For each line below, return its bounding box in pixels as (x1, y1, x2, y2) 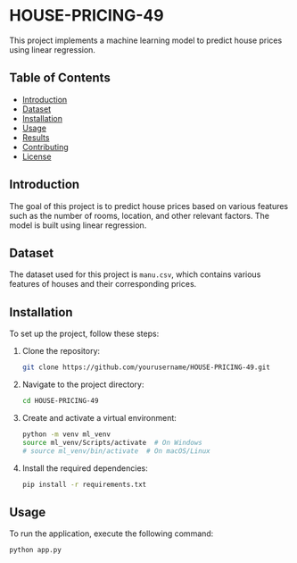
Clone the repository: (21, 346, 101, 357)
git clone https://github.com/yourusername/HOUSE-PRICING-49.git (21, 363, 270, 372)
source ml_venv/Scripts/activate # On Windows (21, 438, 202, 447)
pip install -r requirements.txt (21, 480, 147, 489)
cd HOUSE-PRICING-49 (21, 397, 99, 406)
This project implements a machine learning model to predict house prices (9, 35, 283, 46)
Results (21, 131, 50, 143)
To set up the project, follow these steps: (9, 328, 160, 340)
